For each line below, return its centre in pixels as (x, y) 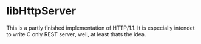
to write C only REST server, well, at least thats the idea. (76, 34)
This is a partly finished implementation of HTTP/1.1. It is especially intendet (101, 28)
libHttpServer (41, 11)
